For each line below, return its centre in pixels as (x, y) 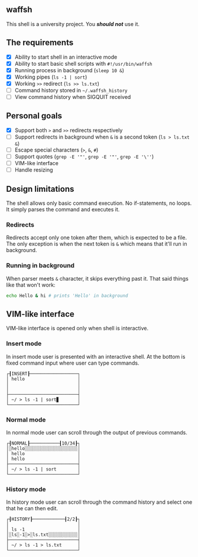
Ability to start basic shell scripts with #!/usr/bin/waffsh (83, 63)
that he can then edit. (32, 508)
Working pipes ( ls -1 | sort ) (51, 77)
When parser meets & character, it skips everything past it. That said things (98, 278)
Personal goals (34, 116)
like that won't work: (31, 285)
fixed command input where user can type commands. (73, 363)
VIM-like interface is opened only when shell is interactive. (77, 329)
